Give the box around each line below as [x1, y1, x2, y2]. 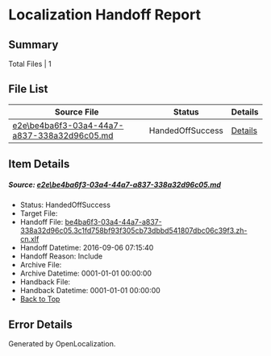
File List [8, 82, 48, 96]
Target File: [19, 209, 58, 218]
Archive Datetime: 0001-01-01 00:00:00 [19, 268, 152, 279]
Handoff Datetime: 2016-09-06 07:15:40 [19, 243, 154, 253]
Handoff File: [19, 217, 64, 227]
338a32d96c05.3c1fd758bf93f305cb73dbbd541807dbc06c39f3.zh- [19, 226, 248, 235]
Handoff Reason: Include [19, 251, 103, 261]
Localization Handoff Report [8, 6, 202, 24]
